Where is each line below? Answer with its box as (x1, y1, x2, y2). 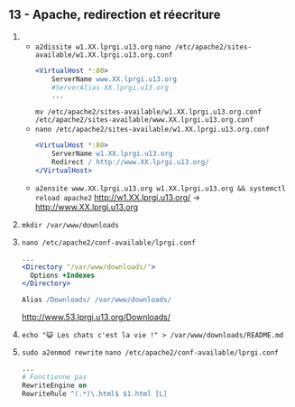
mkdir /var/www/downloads (21, 220, 119, 229)
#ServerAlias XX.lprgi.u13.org (51, 83, 169, 92)
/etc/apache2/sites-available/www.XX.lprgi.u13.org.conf (34, 116, 254, 125)
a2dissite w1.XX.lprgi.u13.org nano (34, 42, 171, 51)
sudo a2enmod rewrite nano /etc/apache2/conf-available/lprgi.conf (21, 348, 279, 357)
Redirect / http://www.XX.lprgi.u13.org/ (51, 158, 209, 167)
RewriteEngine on (21, 381, 88, 390)
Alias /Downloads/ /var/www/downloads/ (21, 295, 172, 305)
